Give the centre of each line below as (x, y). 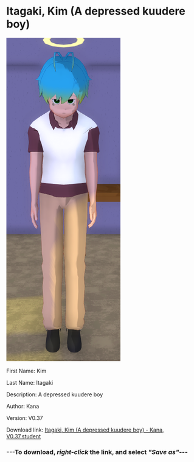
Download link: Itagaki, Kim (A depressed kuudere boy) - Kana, (85, 430)
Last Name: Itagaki (30, 382)
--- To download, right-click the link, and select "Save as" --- (97, 452)
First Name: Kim (26, 371)
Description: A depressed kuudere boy (55, 394)
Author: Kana (23, 406)
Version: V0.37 (25, 418)
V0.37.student (24, 436)
